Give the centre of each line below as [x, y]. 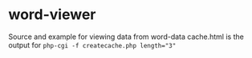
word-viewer [52, 15]
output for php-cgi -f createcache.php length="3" [92, 44]
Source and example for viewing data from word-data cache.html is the [126, 37]
